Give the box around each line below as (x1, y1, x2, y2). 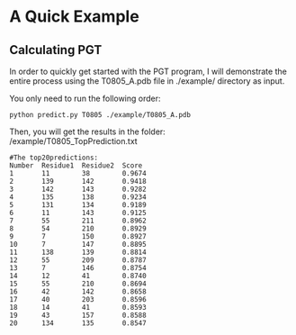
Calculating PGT (9, 42, 103, 58)
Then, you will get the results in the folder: (9, 126, 166, 137)
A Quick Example (9, 6, 139, 27)
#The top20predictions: (9, 153, 99, 162)
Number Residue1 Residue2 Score (9, 161, 143, 170)
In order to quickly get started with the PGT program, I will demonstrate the (9, 66, 288, 77)
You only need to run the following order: (9, 93, 161, 104)
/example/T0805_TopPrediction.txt (9, 136, 138, 146)
